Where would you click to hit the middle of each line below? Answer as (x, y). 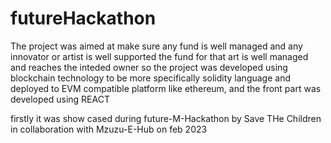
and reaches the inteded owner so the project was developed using (149, 67)
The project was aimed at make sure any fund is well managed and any (156, 46)
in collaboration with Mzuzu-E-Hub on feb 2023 (109, 129)
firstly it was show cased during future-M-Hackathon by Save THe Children (166, 118)
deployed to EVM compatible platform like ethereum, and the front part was (166, 88)
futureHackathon (83, 18)
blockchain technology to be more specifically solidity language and (150, 78)
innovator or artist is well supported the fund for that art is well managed (159, 56)
